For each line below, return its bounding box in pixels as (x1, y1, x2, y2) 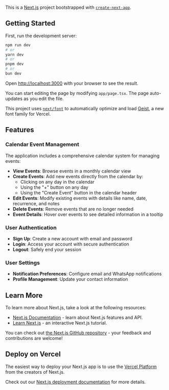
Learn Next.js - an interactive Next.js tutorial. (12, 320, 107, 326)
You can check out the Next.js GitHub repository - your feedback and (5, 330, 152, 336)
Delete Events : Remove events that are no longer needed (12, 206, 134, 212)
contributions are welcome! (5, 335, 63, 342)
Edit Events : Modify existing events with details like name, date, (12, 195, 147, 201)
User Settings (5, 259, 40, 266)
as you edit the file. (23, 95, 64, 102)
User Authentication (5, 224, 57, 231)
